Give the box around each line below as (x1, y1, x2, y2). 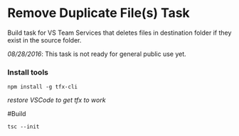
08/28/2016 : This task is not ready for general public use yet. (7, 50, 186, 58)
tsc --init (7, 123, 40, 130)
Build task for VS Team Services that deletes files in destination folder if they (7, 28, 232, 37)
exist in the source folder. (7, 35, 82, 44)
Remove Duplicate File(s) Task (7, 5, 190, 21)
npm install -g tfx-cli (7, 84, 78, 91)
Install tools (7, 67, 48, 77)
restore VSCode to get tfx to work (7, 96, 106, 104)
